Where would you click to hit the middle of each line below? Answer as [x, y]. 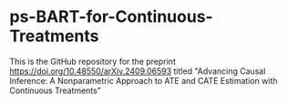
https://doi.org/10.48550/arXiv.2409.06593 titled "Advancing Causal [138, 71]
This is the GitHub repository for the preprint [92, 61]
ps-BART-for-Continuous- [112, 17]
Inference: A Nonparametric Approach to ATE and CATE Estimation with [143, 80]
